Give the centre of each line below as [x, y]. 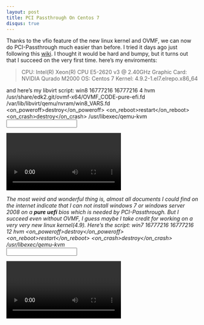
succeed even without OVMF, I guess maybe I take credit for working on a [100, 219]
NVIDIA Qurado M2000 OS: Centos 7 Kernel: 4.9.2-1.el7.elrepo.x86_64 [110, 79]
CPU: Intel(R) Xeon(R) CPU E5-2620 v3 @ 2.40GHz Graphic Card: [104, 72]
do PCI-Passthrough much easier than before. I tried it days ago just [92, 47]
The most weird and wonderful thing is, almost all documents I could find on [102, 199]
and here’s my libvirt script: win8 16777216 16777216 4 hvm [81, 91]
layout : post [23, 12]
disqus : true [23, 23]
